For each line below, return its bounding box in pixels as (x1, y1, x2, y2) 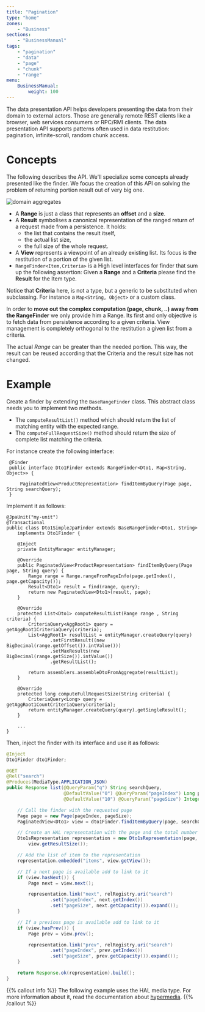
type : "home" (6, 15, 40, 21)
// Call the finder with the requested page (17, 807, 132, 813)
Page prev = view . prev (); (28, 931, 95, 937)
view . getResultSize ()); (28, 841, 88, 847)
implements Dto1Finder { (17, 530, 81, 536)
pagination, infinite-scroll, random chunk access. (6, 131, 129, 138)
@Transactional (6, 519, 45, 525)
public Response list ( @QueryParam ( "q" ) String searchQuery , (6, 785, 163, 791)
